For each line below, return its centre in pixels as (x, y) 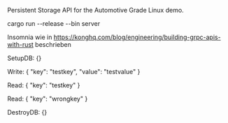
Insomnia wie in (30, 37)
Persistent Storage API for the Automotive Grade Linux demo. (95, 10)
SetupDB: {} (24, 58)
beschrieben (53, 44)
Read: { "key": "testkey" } (44, 85)
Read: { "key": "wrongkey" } (48, 99)
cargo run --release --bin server (54, 23)
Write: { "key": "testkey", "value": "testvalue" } (74, 72)
